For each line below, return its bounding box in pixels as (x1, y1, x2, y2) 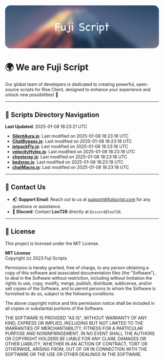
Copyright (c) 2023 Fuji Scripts (5, 255, 67, 261)
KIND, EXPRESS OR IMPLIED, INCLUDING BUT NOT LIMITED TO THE (5, 320, 143, 326)
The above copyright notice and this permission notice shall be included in (5, 300, 155, 306)
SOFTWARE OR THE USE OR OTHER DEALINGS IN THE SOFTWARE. (5, 351, 142, 357)
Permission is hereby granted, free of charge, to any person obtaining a (5, 265, 149, 270)
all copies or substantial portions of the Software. (5, 305, 104, 311)
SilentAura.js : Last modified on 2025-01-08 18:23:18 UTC (12, 133, 129, 139)
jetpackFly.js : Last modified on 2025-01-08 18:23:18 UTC (12, 144, 128, 149)
